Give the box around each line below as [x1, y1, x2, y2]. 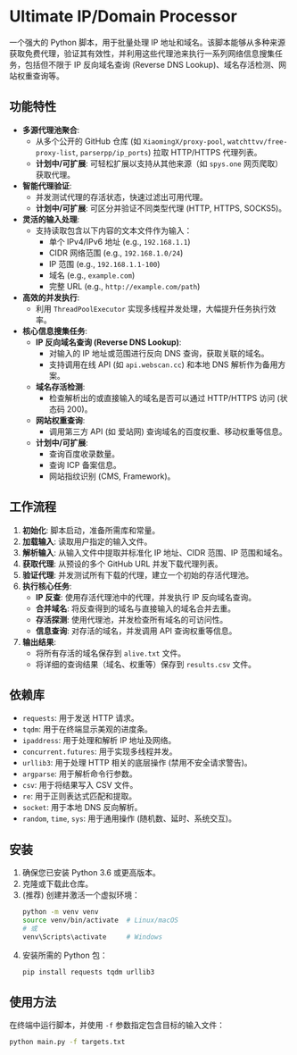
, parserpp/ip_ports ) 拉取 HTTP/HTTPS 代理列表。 [75, 147, 262, 157]
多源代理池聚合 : [21, 124, 80, 135]
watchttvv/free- [227, 137, 288, 147]
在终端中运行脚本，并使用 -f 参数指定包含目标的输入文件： [9, 1020, 226, 1031]
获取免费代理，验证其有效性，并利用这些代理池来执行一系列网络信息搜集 [9, 47, 275, 59]
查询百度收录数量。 [48, 448, 120, 459]
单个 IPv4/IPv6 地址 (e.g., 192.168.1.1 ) [48, 236, 191, 247]
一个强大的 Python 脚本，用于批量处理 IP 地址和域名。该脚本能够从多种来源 [9, 37, 285, 47]
